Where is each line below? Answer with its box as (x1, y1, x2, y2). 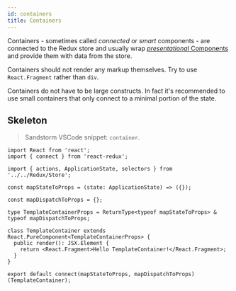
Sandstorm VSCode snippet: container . (24, 133, 140, 142)
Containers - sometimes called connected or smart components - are (7, 36, 210, 45)
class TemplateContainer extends (7, 227, 106, 234)
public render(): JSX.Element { (13, 240, 110, 247)
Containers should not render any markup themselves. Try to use (7, 65, 198, 74)
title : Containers (7, 17, 62, 24)
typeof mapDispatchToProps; (7, 215, 91, 222)
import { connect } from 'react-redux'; (7, 153, 129, 160)
